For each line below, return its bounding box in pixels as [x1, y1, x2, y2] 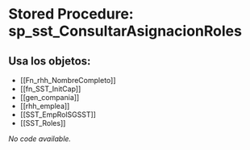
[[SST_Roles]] [19, 119, 66, 127]
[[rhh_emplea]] [19, 102, 70, 110]
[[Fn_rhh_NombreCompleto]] [19, 76, 116, 85]
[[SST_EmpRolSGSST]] [19, 110, 97, 119]
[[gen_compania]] [19, 93, 80, 102]
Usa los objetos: [8, 54, 91, 68]
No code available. [8, 134, 71, 144]
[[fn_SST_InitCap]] [19, 84, 81, 94]
